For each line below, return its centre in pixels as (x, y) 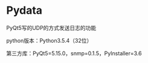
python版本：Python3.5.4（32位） (49, 40)
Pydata (24, 10)
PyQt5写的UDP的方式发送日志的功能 (51, 28)
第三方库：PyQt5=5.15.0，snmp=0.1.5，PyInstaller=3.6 (74, 53)
